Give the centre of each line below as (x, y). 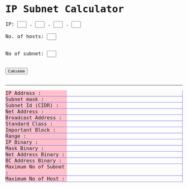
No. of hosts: (25, 37)
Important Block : (31, 130)
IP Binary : (22, 142)
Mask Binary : (25, 148)
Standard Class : (29, 124)
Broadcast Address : (34, 118)
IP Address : (23, 93)
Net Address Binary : (35, 155)
